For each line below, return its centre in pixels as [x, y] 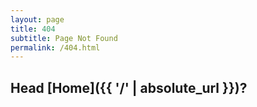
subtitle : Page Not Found [64, 38]
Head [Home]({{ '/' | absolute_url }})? [129, 87]
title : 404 [33, 29]
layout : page [37, 19]
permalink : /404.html [55, 47]
